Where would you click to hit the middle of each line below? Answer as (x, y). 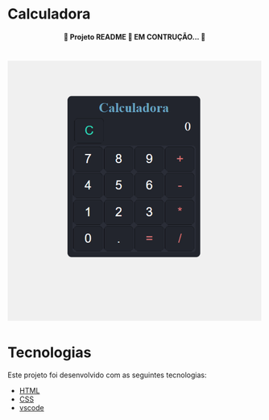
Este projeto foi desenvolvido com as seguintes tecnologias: (107, 375)
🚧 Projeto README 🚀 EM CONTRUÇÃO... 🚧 (134, 36)
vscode (32, 407)
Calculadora (49, 14)
